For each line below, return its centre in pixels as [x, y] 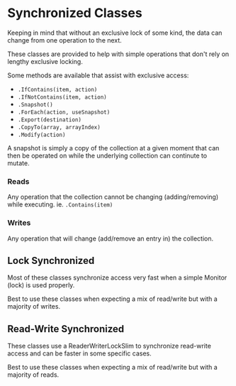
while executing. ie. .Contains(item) [60, 204]
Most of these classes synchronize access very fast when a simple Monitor [117, 277]
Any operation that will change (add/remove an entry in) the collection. [111, 238]
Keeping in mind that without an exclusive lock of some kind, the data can [115, 33]
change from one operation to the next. [64, 40]
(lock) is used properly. [41, 285]
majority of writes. [34, 307]
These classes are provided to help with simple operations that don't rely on [118, 54]
